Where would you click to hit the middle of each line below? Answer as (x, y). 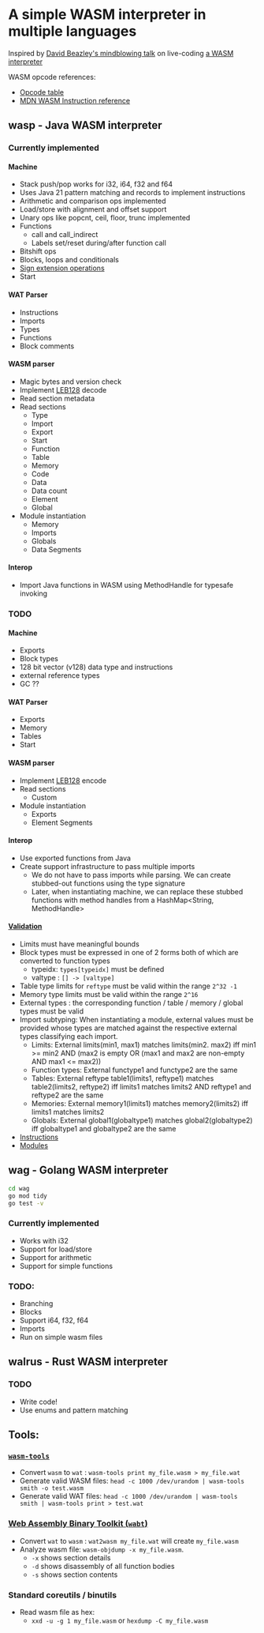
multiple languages (73, 31)
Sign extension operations (62, 268)
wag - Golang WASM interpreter (88, 1170)
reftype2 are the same (67, 1095)
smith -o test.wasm (52, 1488)
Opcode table (42, 92)
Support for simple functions (66, 1266)
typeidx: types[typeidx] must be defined (98, 969)
